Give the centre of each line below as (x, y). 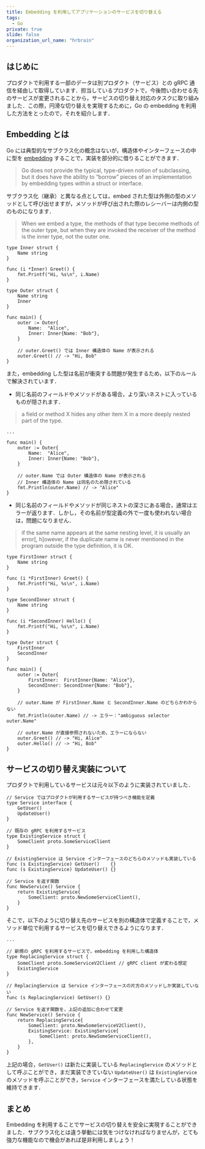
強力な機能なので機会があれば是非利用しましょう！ (71, 1140)
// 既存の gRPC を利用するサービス (46, 831)
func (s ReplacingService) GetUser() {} (59, 998)
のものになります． (31, 211)
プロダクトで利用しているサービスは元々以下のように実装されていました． (100, 785)
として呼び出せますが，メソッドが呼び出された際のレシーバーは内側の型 (108, 203)
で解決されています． (33, 381)
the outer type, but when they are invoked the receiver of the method (108, 230)
